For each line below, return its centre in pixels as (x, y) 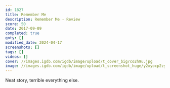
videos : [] (17, 57)
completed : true (22, 33)
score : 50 (16, 24)
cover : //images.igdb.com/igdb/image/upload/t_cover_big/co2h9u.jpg (79, 61)
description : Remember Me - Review (43, 19)
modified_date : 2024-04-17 (34, 43)
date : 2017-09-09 (24, 29)
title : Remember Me (26, 15)
